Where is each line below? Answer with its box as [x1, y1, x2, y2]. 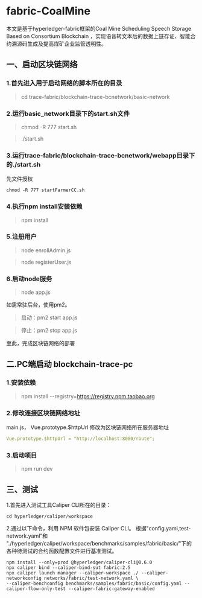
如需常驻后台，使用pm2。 [6, 301, 71, 308]
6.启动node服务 [6, 275, 52, 283]
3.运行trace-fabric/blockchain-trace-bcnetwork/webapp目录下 [6, 151, 195, 159]
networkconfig [6, 575, 42, 582]
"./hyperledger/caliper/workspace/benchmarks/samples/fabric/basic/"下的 [6, 540, 192, 547]
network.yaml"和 [6, 532, 48, 539]
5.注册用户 [6, 232, 37, 241]
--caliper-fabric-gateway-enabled [68, 586, 155, 592]
